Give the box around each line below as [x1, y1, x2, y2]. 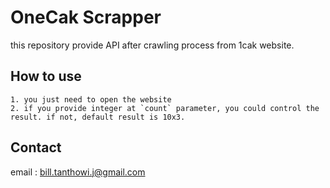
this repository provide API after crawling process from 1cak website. [10, 39, 295, 51]
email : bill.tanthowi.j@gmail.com [10, 166, 146, 178]
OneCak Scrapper [10, 6, 162, 29]
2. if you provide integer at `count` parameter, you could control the [10, 103, 320, 113]
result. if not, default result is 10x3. [10, 112, 186, 122]
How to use [10, 68, 82, 85]
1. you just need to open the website [10, 94, 172, 105]
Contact [10, 139, 62, 156]
